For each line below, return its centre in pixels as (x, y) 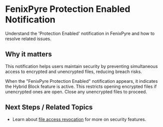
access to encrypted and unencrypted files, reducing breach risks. (74, 71)
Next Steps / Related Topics (49, 107)
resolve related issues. (28, 39)
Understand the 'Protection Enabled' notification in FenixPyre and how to (80, 33)
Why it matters (29, 54)
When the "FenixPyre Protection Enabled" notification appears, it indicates (81, 81)
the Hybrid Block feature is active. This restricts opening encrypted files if (81, 86)
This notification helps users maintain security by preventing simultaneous (81, 66)
